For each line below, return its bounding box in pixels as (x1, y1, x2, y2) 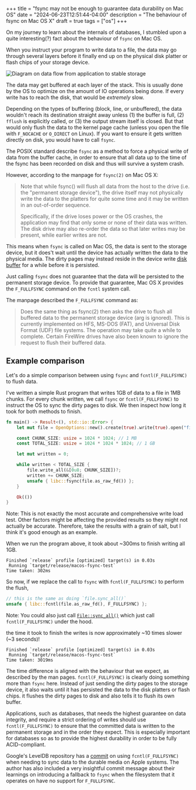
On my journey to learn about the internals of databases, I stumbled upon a (6, 29, 187, 36)
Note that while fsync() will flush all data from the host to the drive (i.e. (20, 183, 190, 190)
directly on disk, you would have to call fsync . (6, 136, 116, 143)
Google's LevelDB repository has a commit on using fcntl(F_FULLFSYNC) (6, 753, 179, 760)
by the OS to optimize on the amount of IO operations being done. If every (6, 88, 184, 94)
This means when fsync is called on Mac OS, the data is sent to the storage (6, 243, 187, 249)
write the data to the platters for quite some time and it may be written (20, 196, 189, 202)
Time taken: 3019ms (6, 657, 54, 664)
